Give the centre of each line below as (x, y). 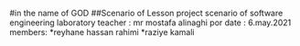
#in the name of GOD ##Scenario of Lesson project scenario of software (146, 13)
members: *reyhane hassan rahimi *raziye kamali (102, 32)
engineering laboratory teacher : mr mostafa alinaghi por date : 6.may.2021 (150, 23)
